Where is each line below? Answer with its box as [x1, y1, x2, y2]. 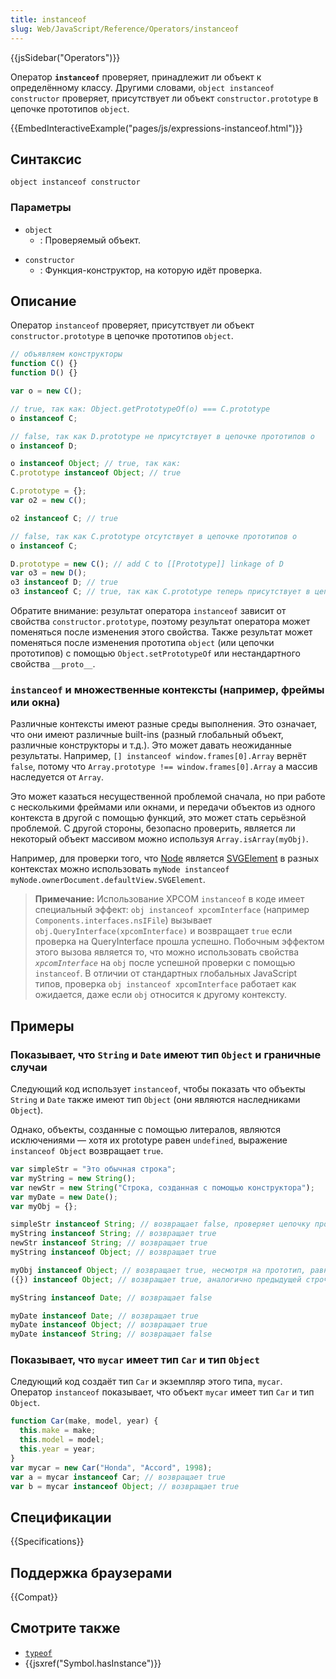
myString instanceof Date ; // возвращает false [10, 1292, 213, 1303]
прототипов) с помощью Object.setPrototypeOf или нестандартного [10, 647, 302, 660]
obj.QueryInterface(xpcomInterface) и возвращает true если [34, 925, 293, 937]
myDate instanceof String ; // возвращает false [10, 1329, 213, 1340]
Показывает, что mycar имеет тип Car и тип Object [10, 1353, 260, 1367]
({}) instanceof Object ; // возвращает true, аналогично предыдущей [10, 1274, 302, 1285]
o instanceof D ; [10, 441, 78, 451]
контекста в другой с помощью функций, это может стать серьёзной [10, 812, 307, 824]
